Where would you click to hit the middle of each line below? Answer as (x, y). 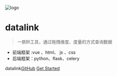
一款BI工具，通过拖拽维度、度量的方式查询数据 (65, 41)
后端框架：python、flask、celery (46, 58)
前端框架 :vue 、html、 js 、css (44, 52)
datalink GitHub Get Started (33, 68)
